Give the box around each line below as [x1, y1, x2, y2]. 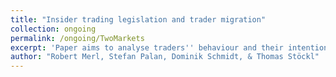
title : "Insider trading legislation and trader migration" [10, 14, 267, 25]
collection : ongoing [10, 24, 97, 34]
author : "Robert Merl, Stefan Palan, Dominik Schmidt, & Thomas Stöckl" [10, 52, 320, 62]
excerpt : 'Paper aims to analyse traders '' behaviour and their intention [10, 42, 329, 53]
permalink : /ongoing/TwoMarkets [10, 33, 145, 43]
